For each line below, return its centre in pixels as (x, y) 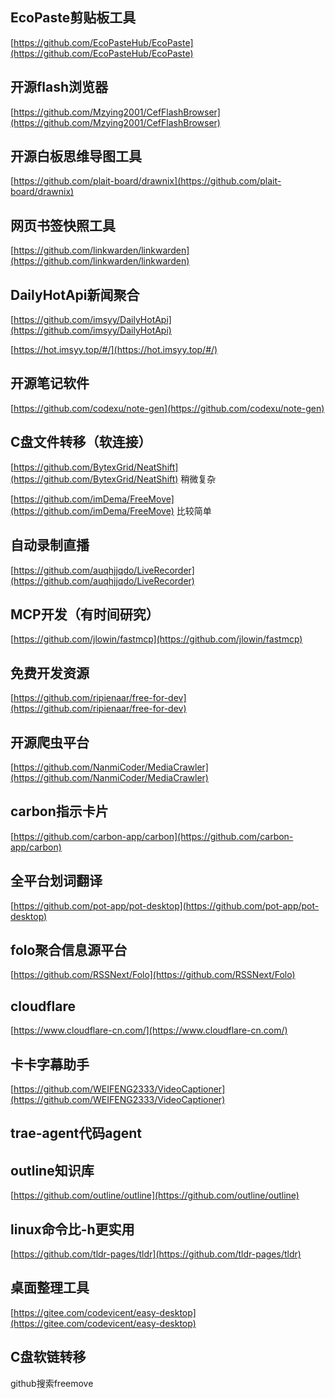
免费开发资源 (50, 673)
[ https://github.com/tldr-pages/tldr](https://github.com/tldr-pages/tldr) (156, 1254)
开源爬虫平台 (50, 742)
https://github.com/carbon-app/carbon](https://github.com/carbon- (153, 836)
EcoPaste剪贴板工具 (73, 18)
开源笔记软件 (50, 383)
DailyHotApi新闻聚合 (75, 294)
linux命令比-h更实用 (72, 1229)
